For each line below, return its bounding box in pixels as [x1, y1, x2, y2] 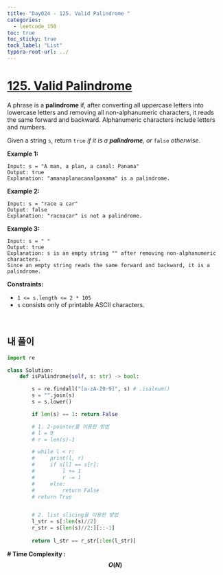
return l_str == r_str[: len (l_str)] [32, 537, 137, 544]
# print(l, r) [32, 455, 84, 462]
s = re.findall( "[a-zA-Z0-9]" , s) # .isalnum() [32, 386, 170, 393]
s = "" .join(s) [32, 392, 75, 399]
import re [7, 354, 36, 362]
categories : [7, 17, 41, 23]
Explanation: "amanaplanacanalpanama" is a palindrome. [7, 175, 170, 182]
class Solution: [7, 366, 54, 374]
